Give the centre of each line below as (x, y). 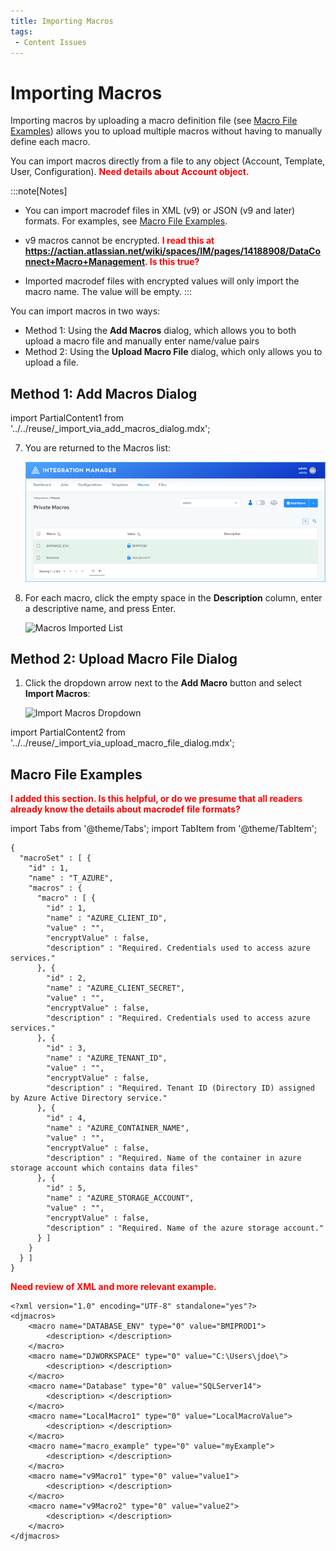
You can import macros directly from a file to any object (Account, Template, (168, 161)
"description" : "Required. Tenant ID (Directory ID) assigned (180, 1088)
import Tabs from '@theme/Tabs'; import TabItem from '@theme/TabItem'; (164, 829)
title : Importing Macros (62, 21)
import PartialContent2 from (68, 732)
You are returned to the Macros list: (98, 448)
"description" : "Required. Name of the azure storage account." (185, 1228)
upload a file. (51, 362)
